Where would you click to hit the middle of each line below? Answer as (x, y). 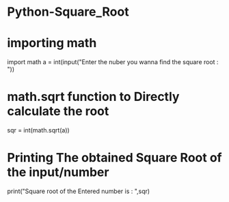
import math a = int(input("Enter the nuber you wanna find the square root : (113, 62)
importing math (52, 43)
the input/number (58, 172)
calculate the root (58, 112)
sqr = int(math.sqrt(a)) (38, 130)
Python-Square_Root (68, 12)
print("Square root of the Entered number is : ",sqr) (79, 191)
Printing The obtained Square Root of (114, 158)
